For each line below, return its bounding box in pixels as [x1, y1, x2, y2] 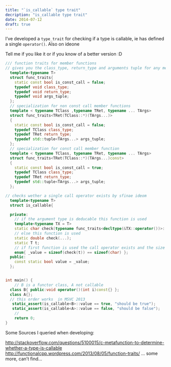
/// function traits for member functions [5, 61, 97, 66]
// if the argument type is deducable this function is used [14, 217, 147, 222]
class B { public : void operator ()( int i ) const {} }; [10, 287, 120, 292]
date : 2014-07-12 [5, 17, 42, 22]
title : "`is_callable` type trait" [5, 7, 81, 13]
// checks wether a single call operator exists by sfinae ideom [5, 193, 147, 198]
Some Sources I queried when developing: [5, 329, 95, 335]
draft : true [5, 21, 31, 27]
